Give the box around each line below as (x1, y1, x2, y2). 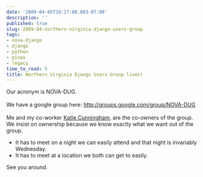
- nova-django (6, 37, 43, 43)
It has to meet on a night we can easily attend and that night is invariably (15, 139, 197, 146)
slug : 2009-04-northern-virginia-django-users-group (6, 26, 143, 32)
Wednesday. (15, 145, 47, 153)
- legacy (6, 60, 29, 66)
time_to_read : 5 (6, 65, 48, 72)
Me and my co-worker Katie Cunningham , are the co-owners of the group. (6, 114, 193, 121)
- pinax (6, 54, 26, 60)
